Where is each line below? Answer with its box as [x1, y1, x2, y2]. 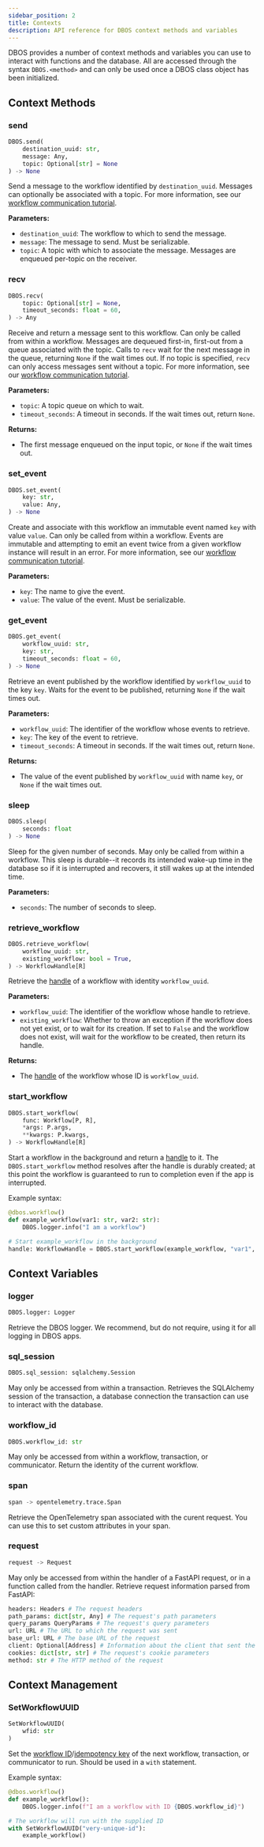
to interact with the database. [8, 1400, 104, 1410]
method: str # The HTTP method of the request [8, 1656, 164, 1664]
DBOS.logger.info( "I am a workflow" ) [22, 1223, 147, 1231]
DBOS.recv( [8, 292, 44, 300]
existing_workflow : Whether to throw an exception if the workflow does [19, 1016, 253, 1025]
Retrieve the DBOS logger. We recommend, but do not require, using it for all [8, 1323, 256, 1333]
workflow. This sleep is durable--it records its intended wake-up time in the [8, 855, 253, 865]
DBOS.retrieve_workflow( [8, 940, 90, 948]
